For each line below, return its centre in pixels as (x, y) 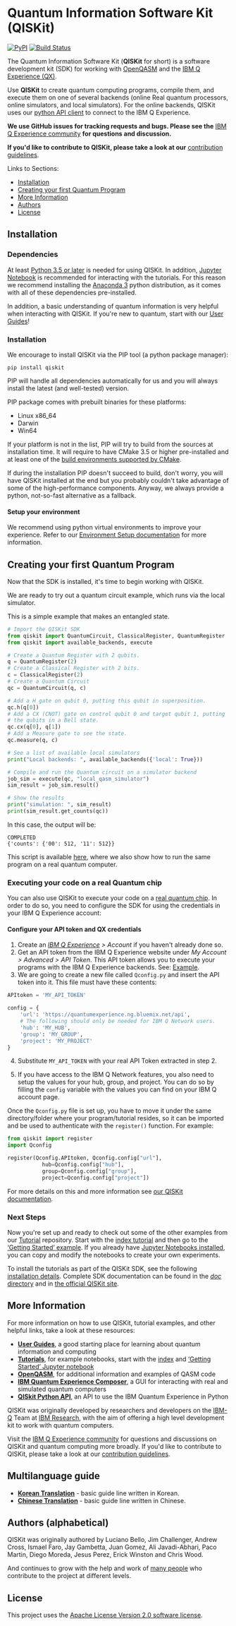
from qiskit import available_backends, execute (80, 642)
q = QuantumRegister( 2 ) (42, 662)
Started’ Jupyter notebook (56, 1366)
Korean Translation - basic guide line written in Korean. (98, 1493)
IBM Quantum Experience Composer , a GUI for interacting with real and (123, 1381)
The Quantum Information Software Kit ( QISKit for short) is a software (108, 61)
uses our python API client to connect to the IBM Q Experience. (99, 112)
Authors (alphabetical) (58, 1523)
